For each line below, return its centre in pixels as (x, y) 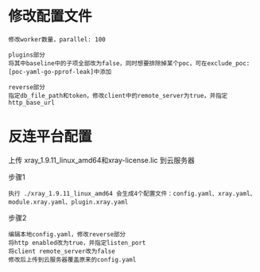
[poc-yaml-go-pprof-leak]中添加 (60, 72)
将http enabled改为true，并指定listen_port (77, 243)
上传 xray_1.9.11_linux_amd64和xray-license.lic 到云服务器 (101, 160)
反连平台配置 (50, 137)
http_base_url (32, 103)
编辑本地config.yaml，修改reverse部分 (67, 234)
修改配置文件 (50, 16)
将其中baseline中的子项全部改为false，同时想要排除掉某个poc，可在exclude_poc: (129, 63)
